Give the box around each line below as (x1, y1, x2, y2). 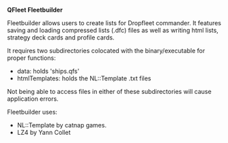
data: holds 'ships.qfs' (16, 67, 80, 75)
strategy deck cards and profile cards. (7, 33, 115, 42)
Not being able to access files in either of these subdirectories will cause (7, 88, 212, 95)
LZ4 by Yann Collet (16, 129, 71, 136)
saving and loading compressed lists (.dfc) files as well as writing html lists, (7, 27, 218, 34)
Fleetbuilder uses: (7, 108, 58, 116)
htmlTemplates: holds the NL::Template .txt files (16, 74, 152, 82)
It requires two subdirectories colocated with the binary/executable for (7, 47, 205, 54)
